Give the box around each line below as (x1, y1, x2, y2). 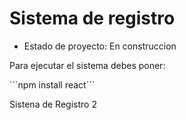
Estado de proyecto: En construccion (23, 40, 177, 52)
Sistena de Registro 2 (9, 98, 97, 110)
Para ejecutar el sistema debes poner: (9, 59, 166, 71)
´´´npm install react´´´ (9, 78, 96, 91)
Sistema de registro (9, 7, 176, 30)
